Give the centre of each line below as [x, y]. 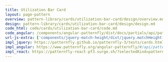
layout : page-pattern [28, 14]
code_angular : [20, 33]
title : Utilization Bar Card [35, 10]
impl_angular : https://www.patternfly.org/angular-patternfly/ [72, 47]
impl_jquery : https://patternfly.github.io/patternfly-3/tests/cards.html [85, 42]
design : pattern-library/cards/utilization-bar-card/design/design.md [80, 24]
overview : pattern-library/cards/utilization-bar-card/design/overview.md [85, 19]
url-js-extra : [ [22, 38]
